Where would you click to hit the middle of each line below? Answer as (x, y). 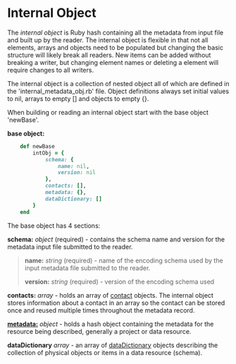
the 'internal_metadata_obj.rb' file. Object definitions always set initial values (118, 91)
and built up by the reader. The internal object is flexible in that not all (108, 40)
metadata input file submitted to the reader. (70, 247)
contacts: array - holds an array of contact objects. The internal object (110, 295)
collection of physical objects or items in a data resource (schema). (105, 352)
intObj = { (49, 153)
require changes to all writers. (50, 70)
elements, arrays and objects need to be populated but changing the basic (116, 47)
